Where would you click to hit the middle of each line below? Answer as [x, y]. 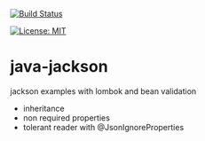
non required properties [66, 117]
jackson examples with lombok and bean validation [103, 91]
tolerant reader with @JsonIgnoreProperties [103, 127]
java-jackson [59, 67]
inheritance [43, 108]
